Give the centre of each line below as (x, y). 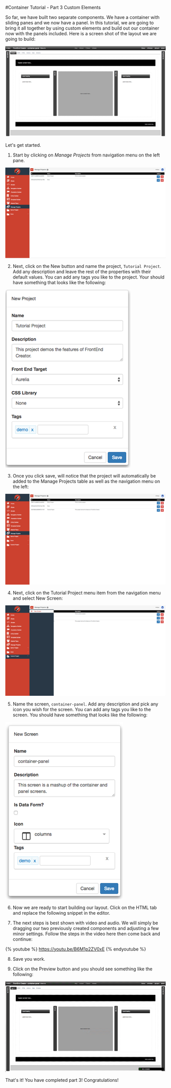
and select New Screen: (38, 598)
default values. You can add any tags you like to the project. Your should (88, 277)
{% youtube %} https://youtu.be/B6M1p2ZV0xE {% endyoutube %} (76, 949)
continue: (23, 939)
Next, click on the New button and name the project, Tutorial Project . (87, 266)
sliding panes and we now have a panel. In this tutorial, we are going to (80, 23)
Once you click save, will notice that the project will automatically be (84, 476)
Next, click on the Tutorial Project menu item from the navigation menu (87, 593)
